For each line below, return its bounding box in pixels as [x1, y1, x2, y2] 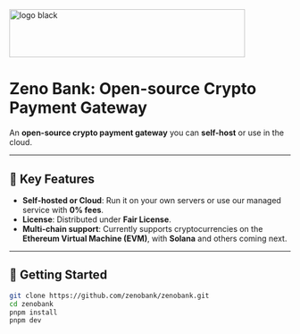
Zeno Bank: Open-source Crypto [9, 79, 257, 99]
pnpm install [9, 308, 58, 317]
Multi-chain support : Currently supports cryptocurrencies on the [21, 224, 263, 235]
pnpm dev [9, 316, 42, 325]
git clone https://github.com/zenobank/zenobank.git [9, 291, 210, 300]
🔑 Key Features [9, 171, 96, 186]
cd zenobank [9, 299, 54, 308]
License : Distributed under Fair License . [21, 214, 171, 225]
